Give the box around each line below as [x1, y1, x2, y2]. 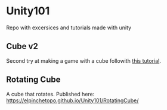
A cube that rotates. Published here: [6, 90, 95, 97]
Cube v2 [6, 41, 39, 51]
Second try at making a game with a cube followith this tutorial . [6, 57, 161, 64]
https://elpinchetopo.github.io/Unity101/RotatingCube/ [6, 97, 139, 104]
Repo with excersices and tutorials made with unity [6, 24, 132, 31]
